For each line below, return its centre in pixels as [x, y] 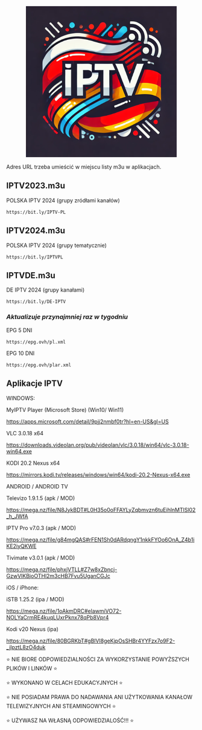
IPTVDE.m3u [31, 276]
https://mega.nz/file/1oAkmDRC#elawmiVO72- [64, 611]
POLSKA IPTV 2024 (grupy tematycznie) [57, 245]
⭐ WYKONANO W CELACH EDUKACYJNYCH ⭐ [65, 682]
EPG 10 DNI [21, 353]
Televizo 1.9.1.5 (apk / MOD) [41, 498]
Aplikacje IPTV [35, 384]
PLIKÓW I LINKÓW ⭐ [32, 668]
